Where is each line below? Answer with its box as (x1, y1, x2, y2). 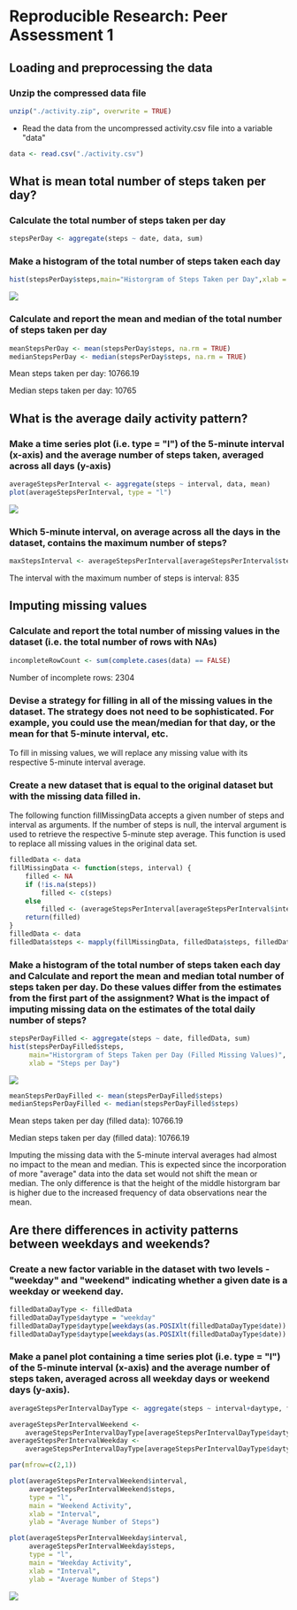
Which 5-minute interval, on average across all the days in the (9, 525, 281, 537)
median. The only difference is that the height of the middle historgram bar (9, 1178, 281, 1189)
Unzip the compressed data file (9, 87, 147, 99)
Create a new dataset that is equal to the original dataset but (9, 779, 274, 791)
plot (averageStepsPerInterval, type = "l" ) (9, 488, 172, 497)
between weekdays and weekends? (9, 1236, 210, 1252)
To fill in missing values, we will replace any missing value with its (9, 747, 248, 758)
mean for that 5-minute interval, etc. (9, 728, 169, 740)
